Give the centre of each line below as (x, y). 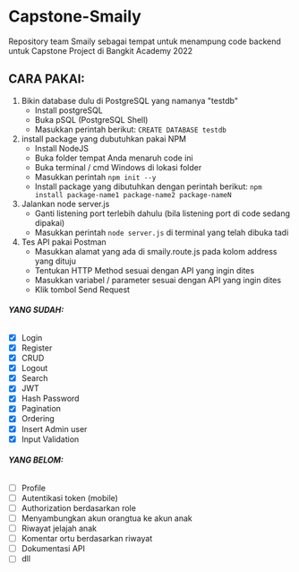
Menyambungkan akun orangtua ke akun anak (107, 518)
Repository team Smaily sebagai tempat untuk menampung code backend (145, 41)
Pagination (41, 409)
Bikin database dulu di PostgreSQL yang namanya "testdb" (130, 100)
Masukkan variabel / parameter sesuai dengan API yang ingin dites (158, 280)
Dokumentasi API (53, 549)
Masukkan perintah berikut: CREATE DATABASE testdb (131, 129)
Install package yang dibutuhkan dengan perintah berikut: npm (148, 186)
